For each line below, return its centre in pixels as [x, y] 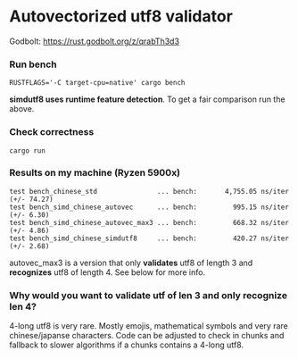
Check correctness [52, 132]
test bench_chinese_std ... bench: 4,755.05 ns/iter [149, 191]
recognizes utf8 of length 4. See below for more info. [108, 272]
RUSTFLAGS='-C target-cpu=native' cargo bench [97, 83]
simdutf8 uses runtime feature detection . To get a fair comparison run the [147, 99]
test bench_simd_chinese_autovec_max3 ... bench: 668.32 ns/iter [149, 222]
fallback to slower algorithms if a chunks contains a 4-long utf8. [126, 345]
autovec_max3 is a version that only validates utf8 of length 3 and [131, 263]
